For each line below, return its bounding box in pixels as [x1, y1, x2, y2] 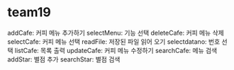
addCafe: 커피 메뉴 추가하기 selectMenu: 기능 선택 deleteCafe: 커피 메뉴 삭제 [7, 28, 225, 37]
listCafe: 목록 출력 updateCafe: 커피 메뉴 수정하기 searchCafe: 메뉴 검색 [14, 46, 218, 54]
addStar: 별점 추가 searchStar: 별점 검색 [7, 54, 121, 64]
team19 [7, 4, 51, 21]
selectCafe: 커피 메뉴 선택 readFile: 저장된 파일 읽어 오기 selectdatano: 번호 [7, 37, 221, 46]
